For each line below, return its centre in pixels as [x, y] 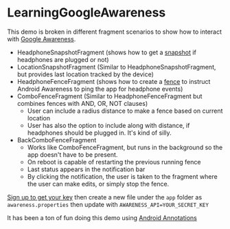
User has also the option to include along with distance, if [108, 125]
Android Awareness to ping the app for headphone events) [100, 89]
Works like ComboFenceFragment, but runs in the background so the [125, 147]
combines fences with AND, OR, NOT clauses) [82, 103]
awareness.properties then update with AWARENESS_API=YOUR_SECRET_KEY [108, 204]
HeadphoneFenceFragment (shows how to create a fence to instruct [114, 81]
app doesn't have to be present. [72, 154]
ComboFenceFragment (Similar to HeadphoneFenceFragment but [110, 96]
